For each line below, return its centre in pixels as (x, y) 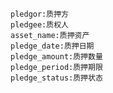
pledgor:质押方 (39, 14)
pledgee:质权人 (39, 25)
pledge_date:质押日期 (52, 46)
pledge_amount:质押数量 (56, 57)
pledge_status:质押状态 (56, 78)
